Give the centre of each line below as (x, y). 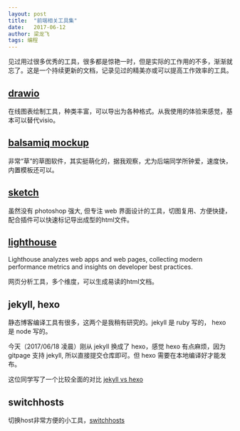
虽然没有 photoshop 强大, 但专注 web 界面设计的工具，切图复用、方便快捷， (120, 211)
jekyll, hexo (34, 304)
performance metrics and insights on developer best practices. (100, 267)
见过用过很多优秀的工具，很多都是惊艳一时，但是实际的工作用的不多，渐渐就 (120, 62)
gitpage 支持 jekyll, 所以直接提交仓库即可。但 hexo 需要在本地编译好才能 (114, 356)
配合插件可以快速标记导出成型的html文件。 (71, 219)
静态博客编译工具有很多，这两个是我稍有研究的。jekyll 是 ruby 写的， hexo (117, 323)
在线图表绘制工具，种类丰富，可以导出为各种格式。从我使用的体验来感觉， (117, 111)
